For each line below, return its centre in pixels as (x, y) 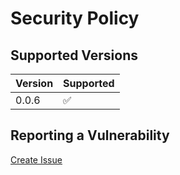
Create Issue (36, 159)
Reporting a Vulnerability (90, 135)
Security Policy (75, 18)
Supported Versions (74, 55)
